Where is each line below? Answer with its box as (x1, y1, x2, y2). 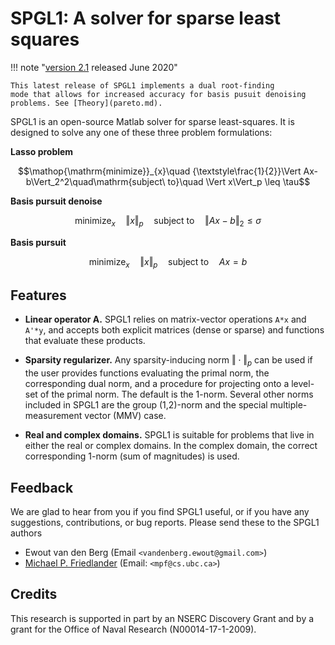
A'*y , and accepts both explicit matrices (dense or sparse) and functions (24, 324, 325, 336)
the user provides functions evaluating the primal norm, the (24, 367, 270, 379)
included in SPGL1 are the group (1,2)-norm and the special (24, 399, 268, 411)
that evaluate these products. (24, 335, 146, 347)
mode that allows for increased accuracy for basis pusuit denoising (10, 89, 307, 99)
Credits (10, 586, 58, 603)
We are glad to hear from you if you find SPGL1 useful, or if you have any (10, 505, 310, 517)
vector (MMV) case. (84, 410, 167, 422)
